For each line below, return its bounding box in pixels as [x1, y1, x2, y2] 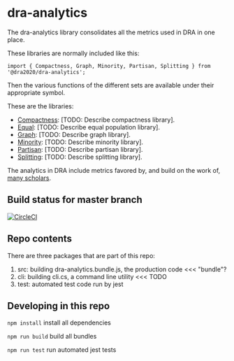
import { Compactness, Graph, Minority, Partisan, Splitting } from [7, 62, 211, 69]
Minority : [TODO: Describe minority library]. [17, 138, 144, 146]
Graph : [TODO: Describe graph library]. [17, 130, 131, 139]
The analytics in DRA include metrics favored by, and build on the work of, [7, 166, 221, 174]
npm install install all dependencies [7, 318, 112, 327]
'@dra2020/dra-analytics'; [7, 69, 86, 76]
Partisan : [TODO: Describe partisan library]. [17, 145, 143, 153]
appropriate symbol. [7, 88, 66, 97]
